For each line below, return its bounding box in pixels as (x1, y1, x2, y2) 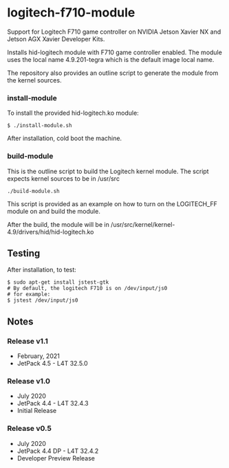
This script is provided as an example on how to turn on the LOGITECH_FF (7, 199, 218, 208)
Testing (7, 247, 41, 259)
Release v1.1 (7, 336, 48, 346)
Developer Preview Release (17, 454, 95, 462)
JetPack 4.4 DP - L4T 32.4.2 (17, 447, 99, 455)
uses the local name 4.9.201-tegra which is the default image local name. (7, 55, 215, 63)
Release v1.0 (7, 376, 50, 386)
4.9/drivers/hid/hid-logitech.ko (7, 227, 94, 236)
